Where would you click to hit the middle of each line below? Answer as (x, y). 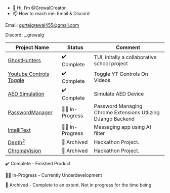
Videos (102, 80)
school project (111, 63)
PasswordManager (30, 112)
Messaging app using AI (122, 127)
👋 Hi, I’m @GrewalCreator (39, 8)
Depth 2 (16, 142)
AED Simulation (26, 93)
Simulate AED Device (119, 93)
